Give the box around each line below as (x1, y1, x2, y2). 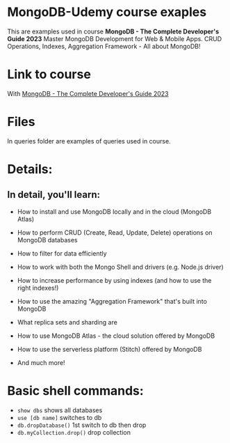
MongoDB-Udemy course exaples (7, 4, 207, 20)
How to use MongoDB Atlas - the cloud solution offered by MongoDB (17, 332, 215, 340)
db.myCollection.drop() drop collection (17, 428, 131, 436)
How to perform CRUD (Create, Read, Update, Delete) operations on (17, 228, 213, 237)
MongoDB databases (17, 235, 78, 244)
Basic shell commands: (7, 383, 144, 398)
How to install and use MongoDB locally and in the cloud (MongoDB (17, 207, 212, 216)
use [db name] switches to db (17, 413, 102, 421)
